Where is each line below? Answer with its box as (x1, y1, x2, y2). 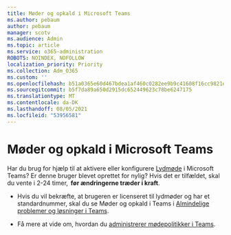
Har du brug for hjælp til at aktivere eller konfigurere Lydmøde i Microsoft (7, 164, 214, 172)
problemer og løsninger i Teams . (16, 206, 109, 214)
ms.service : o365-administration (7, 49, 103, 55)
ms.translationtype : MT (7, 93, 76, 100)
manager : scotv (7, 29, 51, 36)
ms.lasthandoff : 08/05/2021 (7, 106, 88, 112)
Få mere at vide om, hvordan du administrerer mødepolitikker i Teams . (16, 220, 216, 228)
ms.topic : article (7, 42, 60, 49)
